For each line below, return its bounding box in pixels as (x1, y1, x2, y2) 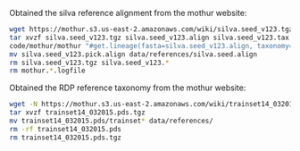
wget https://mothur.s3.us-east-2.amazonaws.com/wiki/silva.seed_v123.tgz (9, 25, 294, 34)
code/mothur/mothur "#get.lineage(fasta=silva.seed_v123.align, (9, 41, 254, 50)
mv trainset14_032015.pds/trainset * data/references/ (9, 116, 214, 125)
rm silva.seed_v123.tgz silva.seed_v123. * (9, 58, 170, 67)
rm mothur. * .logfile (9, 66, 87, 75)
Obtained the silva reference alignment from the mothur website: (9, 8, 247, 18)
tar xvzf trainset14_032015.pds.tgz (9, 108, 146, 117)
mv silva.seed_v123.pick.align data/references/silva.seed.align (9, 49, 257, 59)
